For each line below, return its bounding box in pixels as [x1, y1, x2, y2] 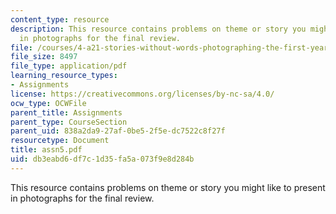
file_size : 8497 [10, 52, 78, 62]
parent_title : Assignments [10, 107, 123, 118]
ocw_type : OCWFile [10, 98, 87, 108]
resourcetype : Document [10, 136, 110, 146]
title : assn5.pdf [10, 145, 83, 155]
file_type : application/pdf [10, 61, 128, 71]
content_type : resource [10, 14, 110, 25]
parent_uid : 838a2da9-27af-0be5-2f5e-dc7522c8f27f [10, 126, 226, 136]
